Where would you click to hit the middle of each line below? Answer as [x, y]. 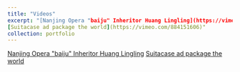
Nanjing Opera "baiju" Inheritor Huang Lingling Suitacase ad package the [115, 54]
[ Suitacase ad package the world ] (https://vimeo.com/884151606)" [106, 27]
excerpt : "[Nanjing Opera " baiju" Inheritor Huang [84, 20]
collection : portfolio [41, 34]
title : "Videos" [31, 14]
